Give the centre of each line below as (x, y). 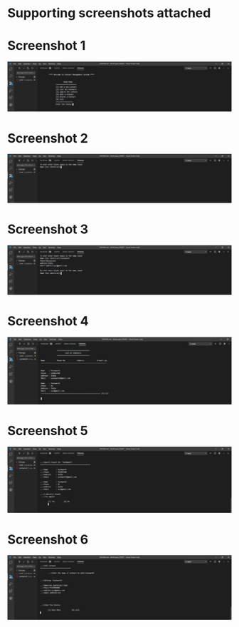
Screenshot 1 (47, 46)
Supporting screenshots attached (109, 13)
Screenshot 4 (48, 321)
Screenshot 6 (48, 539)
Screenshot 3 (48, 229)
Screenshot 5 (48, 430)
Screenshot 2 (48, 138)
